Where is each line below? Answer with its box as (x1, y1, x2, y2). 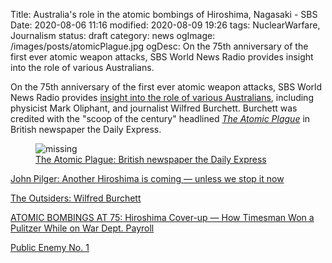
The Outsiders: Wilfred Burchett (10, 192, 142, 204)
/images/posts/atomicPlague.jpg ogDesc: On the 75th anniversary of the (10, 40, 309, 52)
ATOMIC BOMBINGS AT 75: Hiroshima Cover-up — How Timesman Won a (10, 212, 315, 223)
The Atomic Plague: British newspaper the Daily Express (35, 154, 267, 165)
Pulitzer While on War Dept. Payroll (10, 222, 155, 234)
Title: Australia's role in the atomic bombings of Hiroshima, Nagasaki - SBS (10, 9, 318, 20)
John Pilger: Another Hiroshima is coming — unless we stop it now (10, 173, 285, 184)
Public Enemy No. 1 (10, 242, 90, 253)
